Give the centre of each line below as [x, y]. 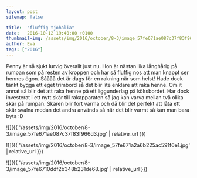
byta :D [15, 116]
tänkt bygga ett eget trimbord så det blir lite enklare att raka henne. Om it [94, 85]
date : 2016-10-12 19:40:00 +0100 [50, 33]
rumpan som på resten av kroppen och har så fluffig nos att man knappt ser [97, 72]
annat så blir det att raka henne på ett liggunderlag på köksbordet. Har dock [98, 91]
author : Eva [21, 44]
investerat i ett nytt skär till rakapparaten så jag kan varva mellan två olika [95, 97]
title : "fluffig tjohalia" [40, 28]
